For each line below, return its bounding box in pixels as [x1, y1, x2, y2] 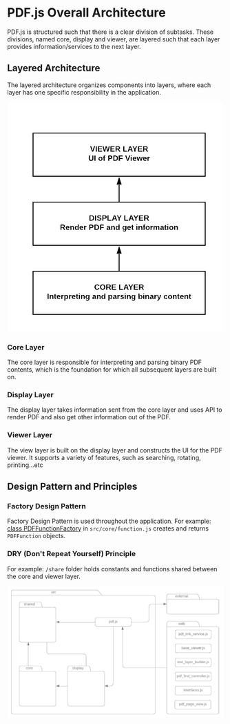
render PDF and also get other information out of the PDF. [7, 413, 171, 421]
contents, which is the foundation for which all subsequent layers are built [7, 365, 217, 374]
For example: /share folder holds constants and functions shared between [7, 564, 218, 573]
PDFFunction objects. [7, 532, 66, 540]
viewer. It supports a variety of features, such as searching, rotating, [7, 453, 201, 461]
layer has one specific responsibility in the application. [7, 88, 162, 96]
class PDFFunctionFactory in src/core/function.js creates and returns [7, 524, 209, 533]
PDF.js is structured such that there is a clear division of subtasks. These [7, 28, 214, 36]
